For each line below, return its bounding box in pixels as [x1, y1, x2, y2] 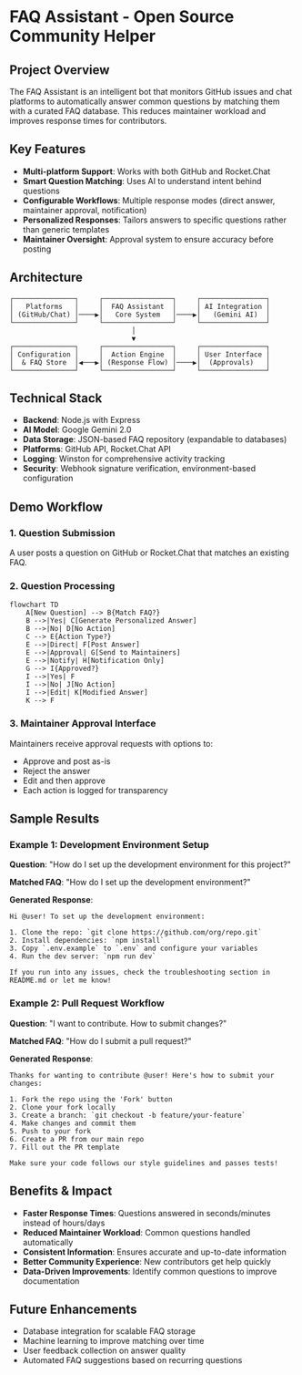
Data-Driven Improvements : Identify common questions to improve [22, 1266, 277, 1277]
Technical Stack [9, 390, 103, 407]
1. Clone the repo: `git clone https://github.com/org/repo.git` [9, 928, 262, 937]
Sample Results [9, 812, 100, 827]
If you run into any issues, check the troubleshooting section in [9, 968, 271, 977]
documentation [22, 1275, 80, 1287]
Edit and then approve [22, 775, 106, 786]
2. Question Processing [9, 580, 116, 593]
